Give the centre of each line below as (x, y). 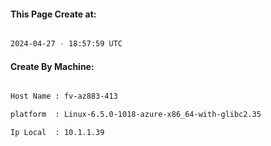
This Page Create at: (53, 14)
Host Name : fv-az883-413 (64, 96)
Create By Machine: (52, 66)
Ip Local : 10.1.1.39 (57, 133)
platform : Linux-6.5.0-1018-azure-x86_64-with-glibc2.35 (136, 115)
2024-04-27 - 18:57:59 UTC (66, 44)
